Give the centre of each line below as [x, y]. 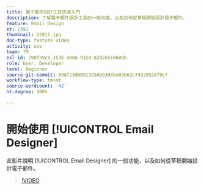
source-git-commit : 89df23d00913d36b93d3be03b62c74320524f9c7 [87, 75]
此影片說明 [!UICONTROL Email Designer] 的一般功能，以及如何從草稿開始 [99, 161]
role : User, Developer [35, 63]
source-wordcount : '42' [37, 86]
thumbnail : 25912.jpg [34, 35]
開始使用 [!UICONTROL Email [80, 130]
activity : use [24, 47]
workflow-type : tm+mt [34, 80]
